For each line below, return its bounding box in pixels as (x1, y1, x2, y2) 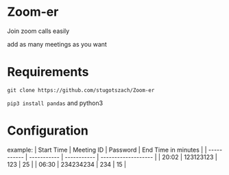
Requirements (7, 65, 89, 80)
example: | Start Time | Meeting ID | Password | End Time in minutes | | (7, 145, 207, 154)
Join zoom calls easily (7, 27, 70, 35)
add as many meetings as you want (7, 40, 108, 48)
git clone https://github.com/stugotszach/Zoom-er (7, 86, 155, 93)
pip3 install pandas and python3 (7, 99, 104, 107)
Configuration (7, 123, 89, 139)
